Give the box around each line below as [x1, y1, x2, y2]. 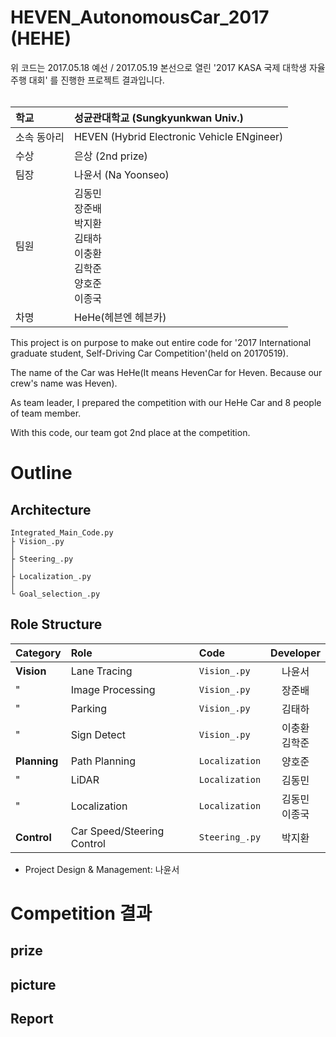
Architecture [10, 501, 92, 518]
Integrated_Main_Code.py [10, 527, 114, 538]
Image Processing [70, 682, 156, 696]
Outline [10, 462, 73, 485]
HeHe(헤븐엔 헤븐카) [73, 310, 167, 324]
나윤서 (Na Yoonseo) [73, 167, 170, 181]
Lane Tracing [70, 664, 133, 678]
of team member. [10, 407, 82, 419]
